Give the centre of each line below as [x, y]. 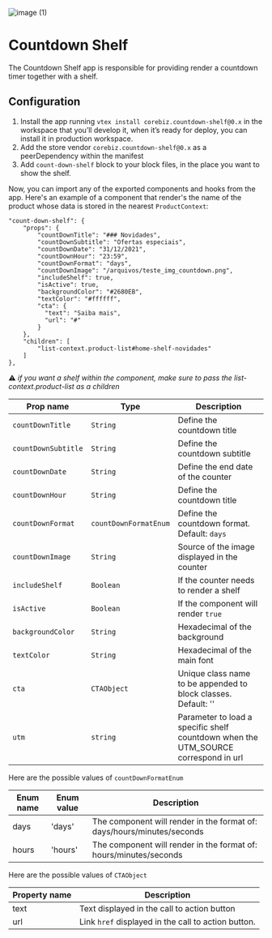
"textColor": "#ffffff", [79, 299]
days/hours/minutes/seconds [148, 831]
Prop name [48, 406]
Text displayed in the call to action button [157, 908]
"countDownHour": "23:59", [83, 256]
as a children [98, 386]
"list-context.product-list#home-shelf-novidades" [125, 349]
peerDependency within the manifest [82, 156]
